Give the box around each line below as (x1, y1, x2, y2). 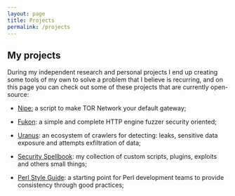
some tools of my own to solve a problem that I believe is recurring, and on (7, 75, 223, 84)
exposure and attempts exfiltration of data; (17, 138, 142, 148)
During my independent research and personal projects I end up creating (7, 68, 218, 77)
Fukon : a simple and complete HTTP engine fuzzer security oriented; (17, 117, 217, 126)
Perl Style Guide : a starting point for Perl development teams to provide (17, 174, 224, 182)
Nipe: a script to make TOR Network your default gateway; (17, 104, 187, 112)
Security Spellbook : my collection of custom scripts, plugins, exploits (17, 152, 217, 161)
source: (7, 91, 29, 99)
